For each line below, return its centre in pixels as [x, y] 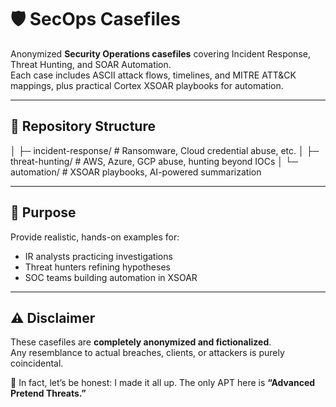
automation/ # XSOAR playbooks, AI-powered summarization [136, 172]
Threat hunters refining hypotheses [97, 267]
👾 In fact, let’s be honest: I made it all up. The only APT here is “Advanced [163, 383]
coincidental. [37, 363]
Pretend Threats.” [48, 393]
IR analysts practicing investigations [98, 256]
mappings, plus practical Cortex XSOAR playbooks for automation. [147, 85]
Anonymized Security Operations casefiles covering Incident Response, [160, 53]
